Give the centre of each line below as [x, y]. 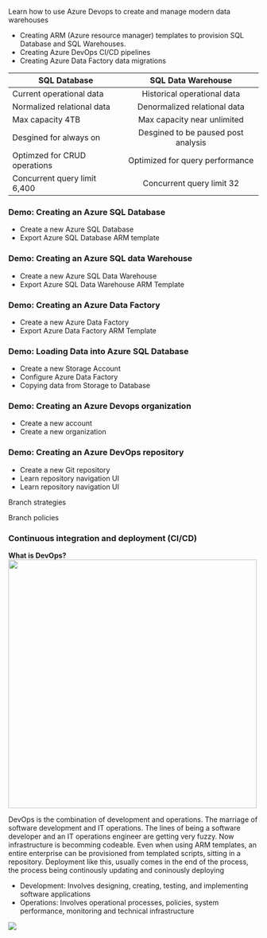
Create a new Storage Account [70, 368]
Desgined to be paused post [191, 132]
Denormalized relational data [191, 107]
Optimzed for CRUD [49, 156]
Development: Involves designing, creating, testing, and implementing [134, 885]
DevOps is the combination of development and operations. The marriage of [133, 819]
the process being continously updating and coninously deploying [116, 870]
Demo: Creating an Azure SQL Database [87, 212]
